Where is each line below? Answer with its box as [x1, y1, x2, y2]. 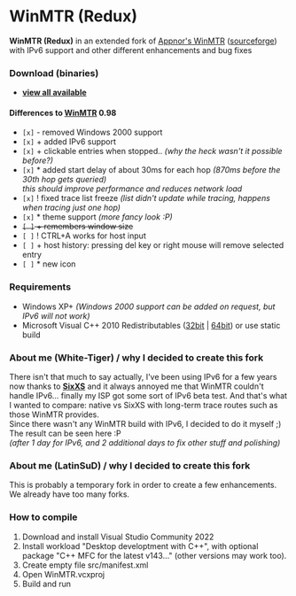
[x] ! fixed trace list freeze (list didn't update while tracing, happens [21, 193, 270, 204]
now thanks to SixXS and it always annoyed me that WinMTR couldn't [9, 381, 264, 391]
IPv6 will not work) [21, 310, 90, 321]
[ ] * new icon [21, 259, 76, 269]
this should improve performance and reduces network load [21, 183, 243, 194]
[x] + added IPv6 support [21, 136, 117, 147]
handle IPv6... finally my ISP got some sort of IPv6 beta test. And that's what [9, 391, 288, 401]
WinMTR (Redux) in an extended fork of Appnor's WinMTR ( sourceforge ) [9, 35, 277, 46]
